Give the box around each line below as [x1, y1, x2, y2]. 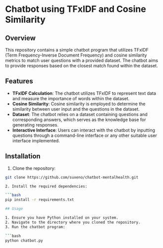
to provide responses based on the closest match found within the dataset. [5, 63, 158, 68]
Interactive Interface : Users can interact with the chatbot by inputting [12, 127, 155, 133]
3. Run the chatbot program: [5, 224, 65, 229]
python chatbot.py [5, 238, 43, 243]
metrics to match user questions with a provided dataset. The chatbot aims [5, 58, 159, 63]
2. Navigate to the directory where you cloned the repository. [5, 220, 141, 225]
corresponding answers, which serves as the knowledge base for [12, 117, 146, 123]
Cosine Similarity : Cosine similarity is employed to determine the [12, 101, 146, 107]
